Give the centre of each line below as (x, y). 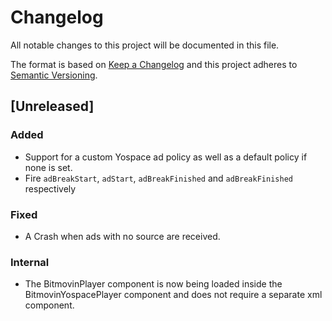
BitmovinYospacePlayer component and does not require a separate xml (173, 295)
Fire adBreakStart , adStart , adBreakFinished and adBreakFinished (158, 178)
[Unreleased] (52, 106)
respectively (50, 188)
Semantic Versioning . (54, 75)
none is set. (48, 167)
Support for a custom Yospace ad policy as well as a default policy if (166, 157)
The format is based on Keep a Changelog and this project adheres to (154, 64)
